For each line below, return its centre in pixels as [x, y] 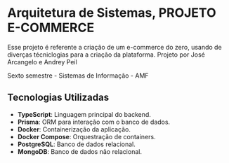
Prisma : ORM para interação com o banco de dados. [94, 122]
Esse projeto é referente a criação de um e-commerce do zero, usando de [115, 47]
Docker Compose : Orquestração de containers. [86, 136]
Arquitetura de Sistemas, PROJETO [112, 13]
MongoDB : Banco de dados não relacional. [80, 151]
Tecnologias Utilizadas [58, 98]
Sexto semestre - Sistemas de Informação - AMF [78, 76]
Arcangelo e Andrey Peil [42, 62]
